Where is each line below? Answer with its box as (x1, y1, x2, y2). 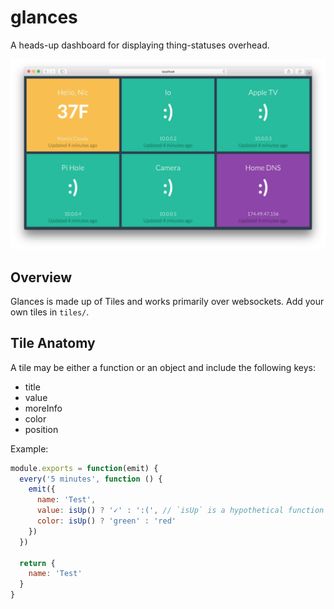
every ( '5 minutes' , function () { (19, 474, 163, 484)
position (24, 423, 59, 435)
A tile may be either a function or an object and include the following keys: (10, 361, 316, 373)
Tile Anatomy (10, 335, 96, 352)
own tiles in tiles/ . (10, 306, 90, 318)
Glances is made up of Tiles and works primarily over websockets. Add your (10, 295, 325, 307)
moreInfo (24, 402, 63, 414)
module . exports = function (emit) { (10, 463, 159, 473)
